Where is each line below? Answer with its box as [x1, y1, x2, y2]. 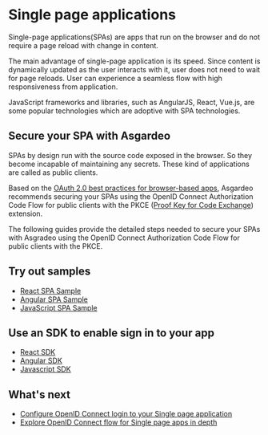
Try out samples [8, 265, 91, 278]
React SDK [19, 348, 56, 357]
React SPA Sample [19, 286, 82, 295]
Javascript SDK [19, 364, 71, 374]
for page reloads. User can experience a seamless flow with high [8, 73, 222, 83]
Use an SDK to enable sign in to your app [8, 326, 214, 339]
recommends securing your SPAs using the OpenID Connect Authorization [8, 191, 254, 201]
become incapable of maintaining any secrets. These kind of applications [8, 159, 250, 169]
